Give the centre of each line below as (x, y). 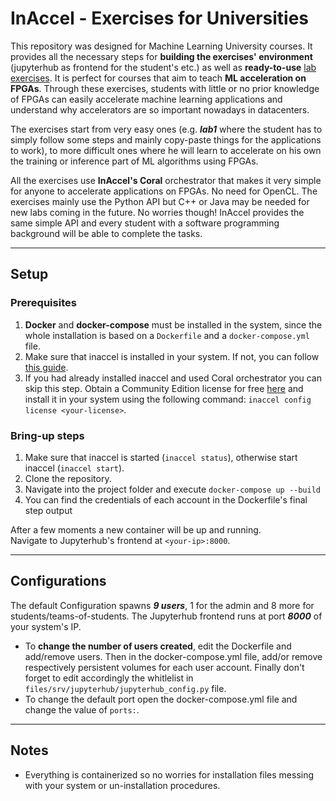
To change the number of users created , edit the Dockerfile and (158, 646)
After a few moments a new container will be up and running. (136, 529)
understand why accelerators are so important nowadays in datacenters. (160, 109)
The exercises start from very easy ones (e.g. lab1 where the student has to (166, 129)
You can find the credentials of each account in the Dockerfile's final (166, 499)
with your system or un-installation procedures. (122, 785)
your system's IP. (46, 626)
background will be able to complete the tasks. (106, 233)
